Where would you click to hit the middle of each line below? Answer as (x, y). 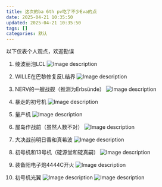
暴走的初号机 (30, 102)
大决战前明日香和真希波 (43, 140)
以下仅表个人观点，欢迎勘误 (40, 52)
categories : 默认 (27, 34)
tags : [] (17, 28)
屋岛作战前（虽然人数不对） (49, 127)
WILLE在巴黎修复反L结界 (45, 77)
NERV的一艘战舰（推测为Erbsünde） (60, 89)
